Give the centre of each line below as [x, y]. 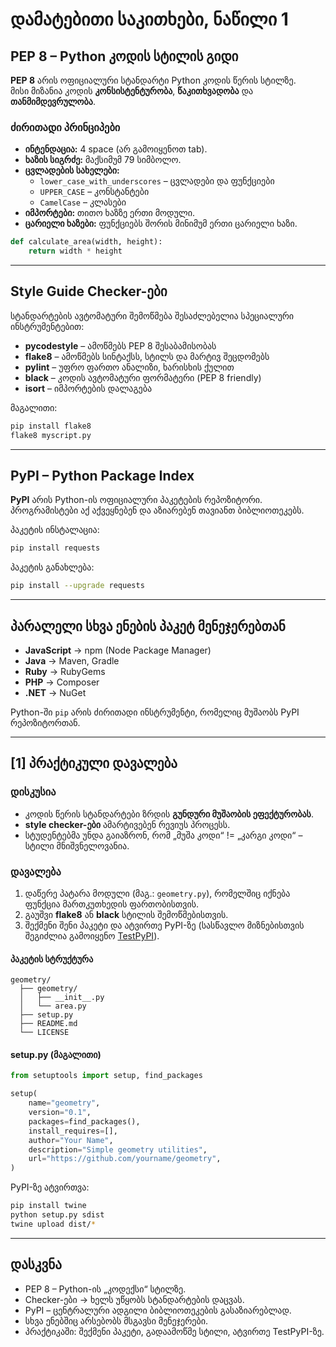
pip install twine [48, 1206]
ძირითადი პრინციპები [65, 127]
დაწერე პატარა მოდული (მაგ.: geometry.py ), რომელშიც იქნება [157, 893]
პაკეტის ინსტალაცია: [55, 530]
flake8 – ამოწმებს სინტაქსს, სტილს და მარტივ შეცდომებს [147, 356]
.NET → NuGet [55, 692]
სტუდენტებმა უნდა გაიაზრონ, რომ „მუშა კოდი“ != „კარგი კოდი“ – [163, 835]
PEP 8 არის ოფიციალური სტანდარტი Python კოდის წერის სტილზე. [153, 80]
